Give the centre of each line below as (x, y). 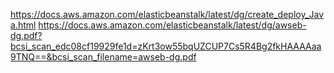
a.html (23, 25)
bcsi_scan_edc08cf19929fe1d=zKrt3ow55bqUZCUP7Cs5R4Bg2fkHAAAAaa (166, 46)
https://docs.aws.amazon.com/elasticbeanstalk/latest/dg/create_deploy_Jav (167, 14)
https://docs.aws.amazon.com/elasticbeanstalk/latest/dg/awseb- (172, 25)
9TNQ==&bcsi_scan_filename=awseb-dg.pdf (103, 57)
